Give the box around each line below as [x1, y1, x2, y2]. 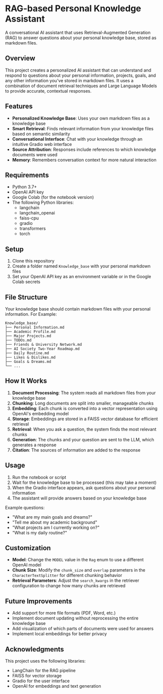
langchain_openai [19, 210, 55, 216]
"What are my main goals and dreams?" [12, 514, 93, 520]
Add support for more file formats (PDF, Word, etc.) [12, 610, 116, 616]
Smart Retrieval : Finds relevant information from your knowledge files [12, 125, 154, 131]
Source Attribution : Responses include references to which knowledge [12, 146, 157, 152]
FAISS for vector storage [12, 673, 62, 679]
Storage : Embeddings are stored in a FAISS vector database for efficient [12, 416, 158, 422]
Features [5, 102, 33, 111]
